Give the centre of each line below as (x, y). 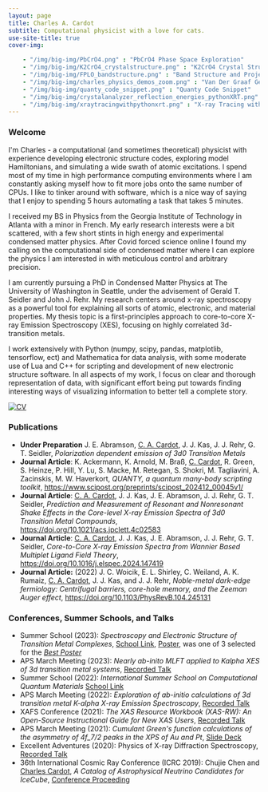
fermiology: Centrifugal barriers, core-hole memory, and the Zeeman (133, 588)
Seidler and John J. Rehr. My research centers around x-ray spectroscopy (130, 299)
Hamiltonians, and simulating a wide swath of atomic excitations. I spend (128, 166)
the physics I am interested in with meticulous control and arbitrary (118, 258)
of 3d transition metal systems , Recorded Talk (95, 669)
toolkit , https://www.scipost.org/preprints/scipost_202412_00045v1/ (132, 487)
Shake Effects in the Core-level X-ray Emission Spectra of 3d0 (122, 513)
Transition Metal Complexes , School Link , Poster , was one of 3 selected (138, 644)
